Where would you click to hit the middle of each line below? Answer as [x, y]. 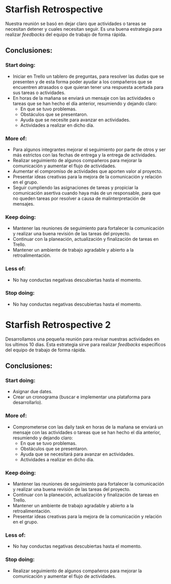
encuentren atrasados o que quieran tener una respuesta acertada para [88, 87]
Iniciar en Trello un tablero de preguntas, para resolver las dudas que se [88, 76]
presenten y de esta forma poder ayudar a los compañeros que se [82, 82]
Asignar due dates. [32, 392]
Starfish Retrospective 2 [58, 325]
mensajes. [23, 204]
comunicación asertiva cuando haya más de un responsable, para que [87, 193]
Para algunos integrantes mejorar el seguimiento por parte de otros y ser [89, 149]
